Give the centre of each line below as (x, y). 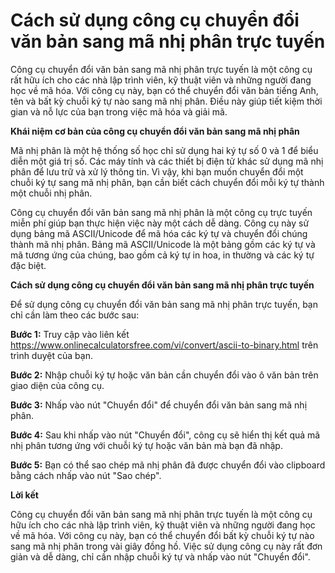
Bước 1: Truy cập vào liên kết (70, 334)
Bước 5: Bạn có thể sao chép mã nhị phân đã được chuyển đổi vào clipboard (168, 465)
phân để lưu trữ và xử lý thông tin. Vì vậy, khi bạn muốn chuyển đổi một (157, 171)
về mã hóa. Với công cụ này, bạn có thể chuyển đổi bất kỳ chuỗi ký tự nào (162, 535)
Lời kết (24, 495)
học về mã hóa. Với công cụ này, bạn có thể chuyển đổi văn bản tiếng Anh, (164, 90)
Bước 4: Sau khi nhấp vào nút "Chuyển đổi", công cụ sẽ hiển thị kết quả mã (165, 435)
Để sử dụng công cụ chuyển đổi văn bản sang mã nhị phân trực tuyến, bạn (164, 304)
